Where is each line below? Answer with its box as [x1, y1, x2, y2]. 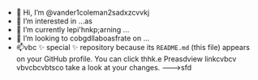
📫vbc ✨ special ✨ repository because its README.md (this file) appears [15, 43, 250, 52]
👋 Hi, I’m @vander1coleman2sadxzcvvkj [15, 8, 150, 17]
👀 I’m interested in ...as [15, 16, 93, 26]
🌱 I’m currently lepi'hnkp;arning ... [15, 25, 130, 34]
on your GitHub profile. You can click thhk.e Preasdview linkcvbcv [15, 54, 237, 64]
